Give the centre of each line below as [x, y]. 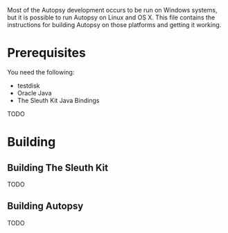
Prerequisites [47, 53]
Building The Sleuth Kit [58, 167]
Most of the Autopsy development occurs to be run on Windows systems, [112, 10]
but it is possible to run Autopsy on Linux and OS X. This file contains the [111, 17]
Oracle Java [34, 93]
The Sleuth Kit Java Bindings [58, 100]
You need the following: [41, 72]
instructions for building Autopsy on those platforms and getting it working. [114, 25]
